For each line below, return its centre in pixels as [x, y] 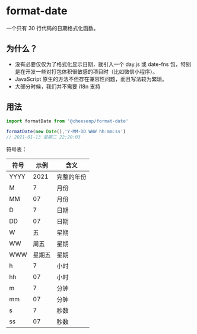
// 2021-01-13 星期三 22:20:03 [44, 137]
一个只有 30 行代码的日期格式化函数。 [53, 28]
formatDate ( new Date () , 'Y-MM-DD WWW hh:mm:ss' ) [66, 132]
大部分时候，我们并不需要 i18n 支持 [58, 86]
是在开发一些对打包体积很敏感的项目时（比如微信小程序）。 [86, 71]
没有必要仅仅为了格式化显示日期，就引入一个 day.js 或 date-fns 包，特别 [103, 64]
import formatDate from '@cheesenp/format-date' [67, 121]
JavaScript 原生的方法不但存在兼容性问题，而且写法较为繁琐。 [91, 79]
